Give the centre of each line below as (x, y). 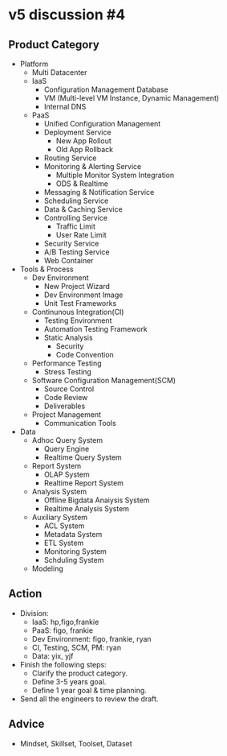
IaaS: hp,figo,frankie (65, 622)
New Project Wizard (77, 286)
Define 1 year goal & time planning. (89, 690)
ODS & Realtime (82, 184)
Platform (34, 64)
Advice (26, 724)
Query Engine (67, 449)
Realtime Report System (84, 483)
